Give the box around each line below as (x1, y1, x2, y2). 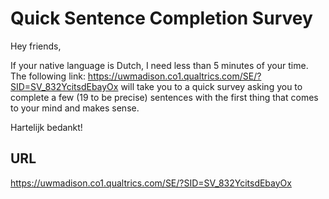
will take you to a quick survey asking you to (120, 80, 303, 92)
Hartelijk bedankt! (10, 121, 83, 133)
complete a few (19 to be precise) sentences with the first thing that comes (10, 91, 319, 103)
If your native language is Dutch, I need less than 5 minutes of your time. (10, 59, 309, 71)
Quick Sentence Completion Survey (10, 7, 313, 30)
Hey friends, (10, 40, 62, 52)
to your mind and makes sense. (10, 102, 140, 114)
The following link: (10, 70, 86, 82)
